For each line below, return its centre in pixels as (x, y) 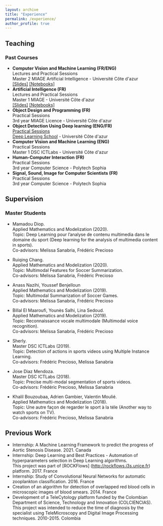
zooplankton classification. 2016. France (53, 482)
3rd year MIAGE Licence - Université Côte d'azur (62, 120)
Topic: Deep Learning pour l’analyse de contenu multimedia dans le (81, 234)
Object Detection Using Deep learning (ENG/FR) (62, 126)
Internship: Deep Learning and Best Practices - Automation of (75, 455)
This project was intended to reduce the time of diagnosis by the (78, 508)
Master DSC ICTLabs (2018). (41, 376)
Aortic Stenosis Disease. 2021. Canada (52, 450)
